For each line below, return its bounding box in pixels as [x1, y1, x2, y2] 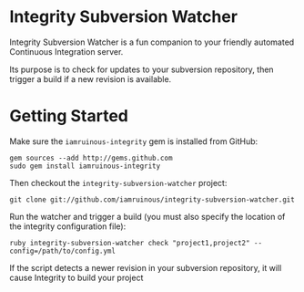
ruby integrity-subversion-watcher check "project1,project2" [9, 238, 250, 247]
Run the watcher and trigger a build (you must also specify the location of [9, 211, 286, 222]
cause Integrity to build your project [9, 272, 144, 283]
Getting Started [9, 106, 129, 127]
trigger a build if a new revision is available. [9, 73, 172, 84]
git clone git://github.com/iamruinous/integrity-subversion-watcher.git [9, 194, 296, 204]
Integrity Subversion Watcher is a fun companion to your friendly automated [9, 36, 295, 47]
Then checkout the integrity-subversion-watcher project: [9, 177, 228, 188]
